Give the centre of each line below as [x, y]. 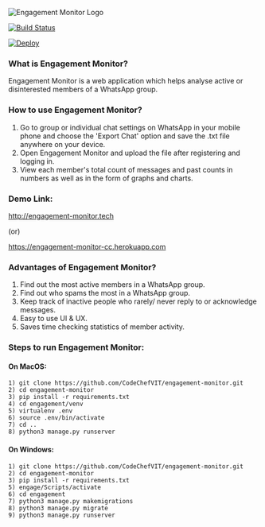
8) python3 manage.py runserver [62, 432]
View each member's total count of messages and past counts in [126, 169]
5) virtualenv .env [41, 411]
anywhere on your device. [62, 144]
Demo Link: [31, 199]
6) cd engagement [37, 494]
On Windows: [31, 449]
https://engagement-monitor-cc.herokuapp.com [87, 246]
